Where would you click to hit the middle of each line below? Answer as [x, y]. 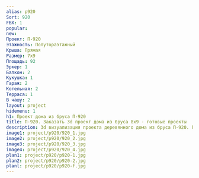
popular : [17, 28]
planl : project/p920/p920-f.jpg [46, 166]
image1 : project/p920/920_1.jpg [46, 133]
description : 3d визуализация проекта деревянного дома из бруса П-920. [98, 128]
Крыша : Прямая [24, 50]
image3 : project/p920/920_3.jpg [46, 144]
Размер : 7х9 [21, 56]
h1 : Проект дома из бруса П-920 [46, 116]
